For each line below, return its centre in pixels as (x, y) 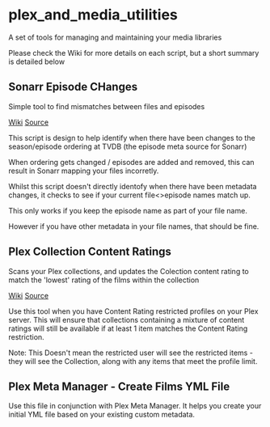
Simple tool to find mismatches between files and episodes (107, 106)
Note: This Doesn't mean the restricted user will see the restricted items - (131, 353)
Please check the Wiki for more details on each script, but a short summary (134, 53)
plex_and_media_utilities (93, 15)
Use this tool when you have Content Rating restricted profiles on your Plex (133, 311)
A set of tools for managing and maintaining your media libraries (115, 37)
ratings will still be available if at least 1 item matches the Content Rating (128, 328)
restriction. (26, 336)
